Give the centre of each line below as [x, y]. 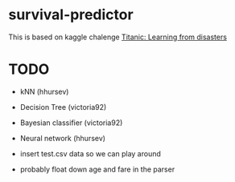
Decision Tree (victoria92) [63, 107]
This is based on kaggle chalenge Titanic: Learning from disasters [118, 37]
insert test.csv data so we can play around [90, 153]
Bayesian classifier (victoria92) [71, 123]
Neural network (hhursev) [63, 138]
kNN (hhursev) [44, 91]
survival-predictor [71, 15]
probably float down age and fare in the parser [97, 169]
